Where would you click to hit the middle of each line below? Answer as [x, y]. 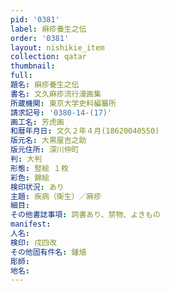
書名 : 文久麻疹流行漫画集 [56, 94]
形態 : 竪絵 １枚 [39, 168]
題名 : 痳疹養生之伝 [45, 85]
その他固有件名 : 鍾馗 [48, 252]
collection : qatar [48, 57]
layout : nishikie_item [57, 47]
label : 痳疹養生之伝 [48, 29]
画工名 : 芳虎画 [37, 122]
